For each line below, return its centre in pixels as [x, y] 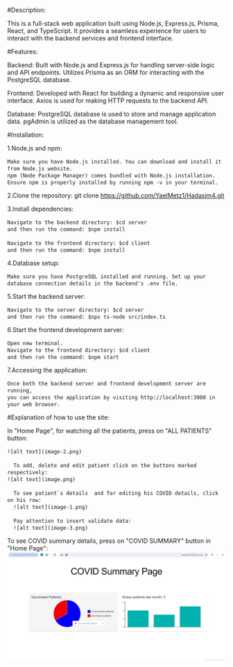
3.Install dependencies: [41, 209]
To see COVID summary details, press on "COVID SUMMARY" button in [109, 541]
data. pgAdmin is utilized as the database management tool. [93, 121]
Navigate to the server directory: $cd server [76, 310]
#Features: [23, 52]
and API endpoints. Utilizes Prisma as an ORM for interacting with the [106, 72]
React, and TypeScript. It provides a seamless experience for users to [107, 31]
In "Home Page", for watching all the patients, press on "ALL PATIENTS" [110, 431]
